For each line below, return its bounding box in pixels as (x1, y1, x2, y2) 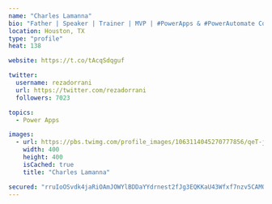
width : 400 (23, 146, 60, 154)
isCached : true (23, 160, 74, 168)
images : (8, 130, 35, 138)
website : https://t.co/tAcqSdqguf (8, 57, 125, 65)
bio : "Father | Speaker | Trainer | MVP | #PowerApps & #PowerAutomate (8, 19, 255, 28)
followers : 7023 (15, 94, 70, 102)
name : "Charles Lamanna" (8, 11, 92, 20)
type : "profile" (8, 34, 63, 43)
